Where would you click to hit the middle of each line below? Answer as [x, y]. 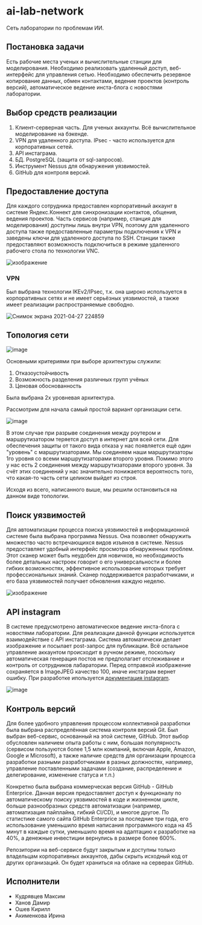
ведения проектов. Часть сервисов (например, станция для [84, 219]
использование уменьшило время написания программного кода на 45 [99, 825]
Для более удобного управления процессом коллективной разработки [98, 723]
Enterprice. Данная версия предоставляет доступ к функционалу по [94, 793]
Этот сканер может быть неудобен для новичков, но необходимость [95, 556]
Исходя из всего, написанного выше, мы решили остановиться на [92, 490]
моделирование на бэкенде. [52, 134]
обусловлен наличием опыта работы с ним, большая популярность [93, 742]
